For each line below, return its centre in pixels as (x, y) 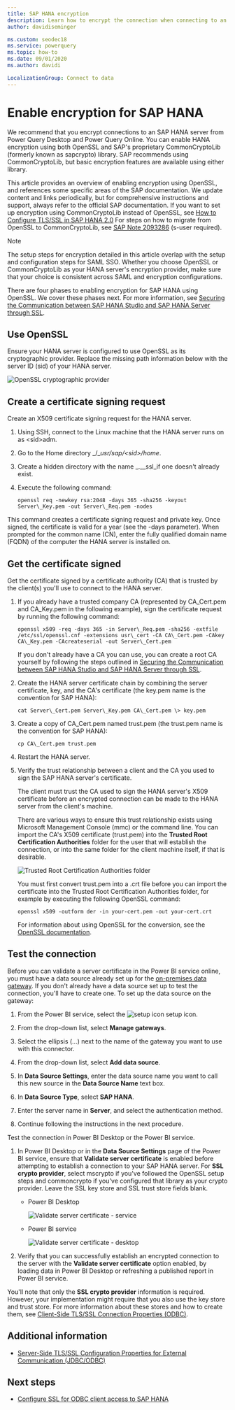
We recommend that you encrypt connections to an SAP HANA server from (116, 132)
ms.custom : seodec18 (37, 39)
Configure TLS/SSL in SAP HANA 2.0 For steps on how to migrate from (109, 220)
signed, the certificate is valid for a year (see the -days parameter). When (113, 527)
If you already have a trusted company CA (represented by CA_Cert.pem (122, 601)
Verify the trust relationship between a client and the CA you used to (116, 770)
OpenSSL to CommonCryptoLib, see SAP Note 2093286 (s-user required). (115, 227)
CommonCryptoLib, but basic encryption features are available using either (116, 162)
